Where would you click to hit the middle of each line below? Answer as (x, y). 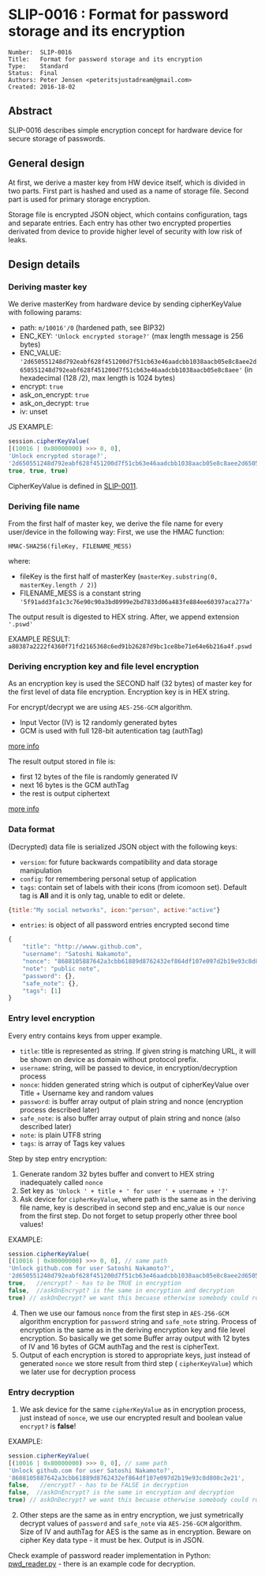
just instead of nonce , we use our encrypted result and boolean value (131, 1417)
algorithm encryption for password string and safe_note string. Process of (138, 1321)
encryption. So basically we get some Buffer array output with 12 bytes (134, 1338)
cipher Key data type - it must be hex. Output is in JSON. (112, 1540)
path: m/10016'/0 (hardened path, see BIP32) (92, 328)
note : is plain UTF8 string (60, 1135)
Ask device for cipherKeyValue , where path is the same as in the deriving (138, 1199)
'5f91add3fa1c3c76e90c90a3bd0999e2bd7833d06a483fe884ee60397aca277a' (136, 602)
